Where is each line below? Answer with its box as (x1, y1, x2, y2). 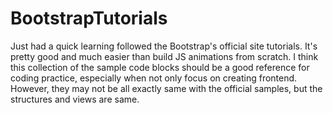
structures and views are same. (10, 93, 140, 105)
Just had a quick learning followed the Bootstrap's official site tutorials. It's (10, 40, 318, 52)
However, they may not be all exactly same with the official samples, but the (10, 82, 323, 94)
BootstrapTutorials (10, 7, 168, 30)
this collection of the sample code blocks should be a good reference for (10, 61, 310, 73)
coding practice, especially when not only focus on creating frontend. (10, 72, 298, 84)
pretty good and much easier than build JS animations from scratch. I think (10, 50, 319, 62)
